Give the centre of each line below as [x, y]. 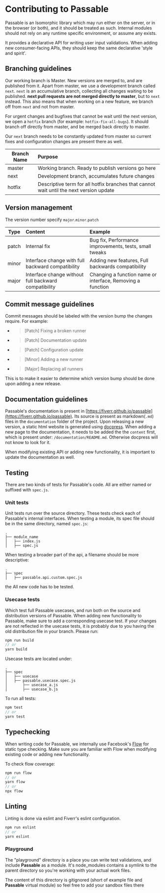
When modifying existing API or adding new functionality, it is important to [80, 452]
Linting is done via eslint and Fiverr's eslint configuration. [63, 818]
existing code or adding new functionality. [47, 754]
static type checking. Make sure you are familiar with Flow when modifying [81, 749]
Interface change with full [55, 260]
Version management [39, 208]
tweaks [98, 252]
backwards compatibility [118, 266]
